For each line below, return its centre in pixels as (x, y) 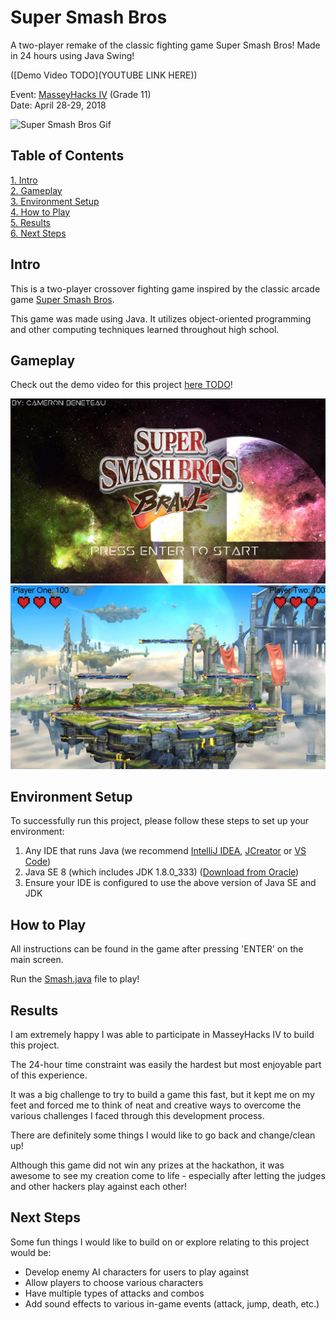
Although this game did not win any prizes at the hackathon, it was (147, 1165)
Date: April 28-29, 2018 (58, 105)
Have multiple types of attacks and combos (114, 1293)
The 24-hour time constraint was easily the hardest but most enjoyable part (166, 1064)
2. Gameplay (36, 190)
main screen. (37, 960)
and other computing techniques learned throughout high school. (145, 329)
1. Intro (24, 180)
